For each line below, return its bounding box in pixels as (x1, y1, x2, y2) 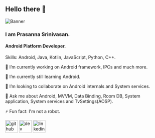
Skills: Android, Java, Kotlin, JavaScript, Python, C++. (5, 54, 116, 60)
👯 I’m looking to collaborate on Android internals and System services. (5, 83, 150, 89)
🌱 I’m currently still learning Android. (5, 73, 81, 79)
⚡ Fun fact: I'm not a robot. (5, 108, 60, 114)
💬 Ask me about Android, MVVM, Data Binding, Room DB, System (5, 93, 140, 99)
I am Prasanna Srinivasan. (5, 30, 70, 37)
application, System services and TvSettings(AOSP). (5, 98, 113, 104)
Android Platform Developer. (5, 43, 66, 49)
